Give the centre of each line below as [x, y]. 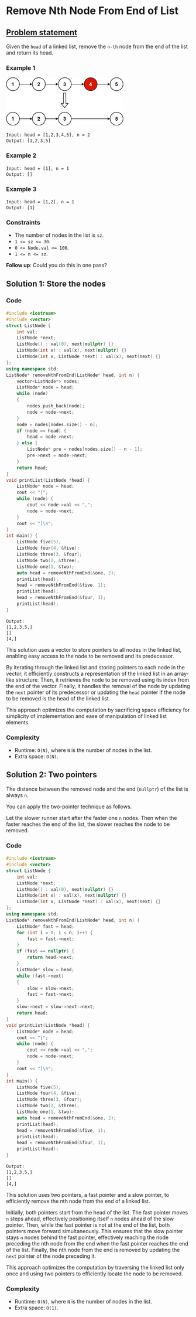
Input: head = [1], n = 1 [37, 168]
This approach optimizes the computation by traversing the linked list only [95, 1268]
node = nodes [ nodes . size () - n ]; [57, 424]
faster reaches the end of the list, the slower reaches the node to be [88, 824]
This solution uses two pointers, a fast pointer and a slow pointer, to [88, 1195]
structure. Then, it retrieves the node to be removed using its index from [102, 680]
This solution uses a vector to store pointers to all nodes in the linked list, [94, 649]
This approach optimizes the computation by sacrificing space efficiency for [98, 710]
